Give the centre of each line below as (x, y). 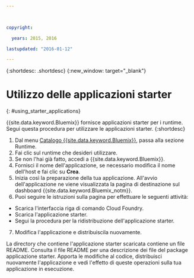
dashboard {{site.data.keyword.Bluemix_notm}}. (73, 190)
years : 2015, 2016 (34, 38)
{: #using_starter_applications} (44, 111)
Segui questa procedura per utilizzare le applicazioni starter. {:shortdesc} (96, 129)
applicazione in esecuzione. (40, 269)
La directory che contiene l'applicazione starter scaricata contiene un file (96, 244)
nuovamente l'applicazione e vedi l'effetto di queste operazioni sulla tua (94, 263)
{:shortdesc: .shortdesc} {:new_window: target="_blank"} (76, 71)
